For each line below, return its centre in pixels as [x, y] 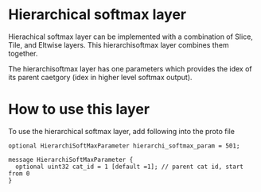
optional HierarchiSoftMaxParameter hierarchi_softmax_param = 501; [124, 146]
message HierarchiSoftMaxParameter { [71, 159]
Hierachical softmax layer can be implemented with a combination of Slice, [130, 36]
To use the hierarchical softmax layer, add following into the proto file [121, 131]
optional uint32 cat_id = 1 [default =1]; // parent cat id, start [130, 167]
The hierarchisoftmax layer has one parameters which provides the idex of [130, 68]
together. [23, 53]
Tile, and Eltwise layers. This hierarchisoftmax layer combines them [119, 44]
